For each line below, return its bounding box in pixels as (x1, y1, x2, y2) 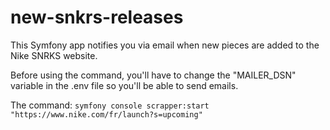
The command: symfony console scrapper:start (10, 99, 210, 111)
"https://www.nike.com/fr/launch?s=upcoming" (10, 109, 203, 120)
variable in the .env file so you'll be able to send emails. (10, 79, 239, 91)
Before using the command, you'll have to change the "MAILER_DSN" (10, 69, 297, 81)
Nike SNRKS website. (10, 49, 98, 61)
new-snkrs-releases (10, 6, 184, 29)
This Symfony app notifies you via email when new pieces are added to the (10, 39, 320, 51)
